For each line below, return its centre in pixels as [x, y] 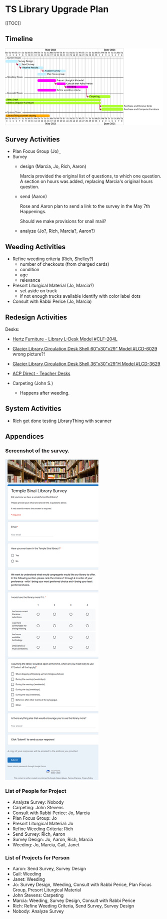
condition [29, 270]
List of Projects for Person [37, 857]
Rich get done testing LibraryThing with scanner [62, 421]
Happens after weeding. [45, 393]
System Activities [33, 409]
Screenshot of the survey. [37, 451]
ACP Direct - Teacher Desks [41, 374]
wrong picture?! [28, 354]
